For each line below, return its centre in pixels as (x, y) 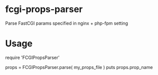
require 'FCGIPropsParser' (32, 57)
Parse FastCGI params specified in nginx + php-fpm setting (67, 23)
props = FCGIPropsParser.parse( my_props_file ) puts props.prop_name (79, 67)
